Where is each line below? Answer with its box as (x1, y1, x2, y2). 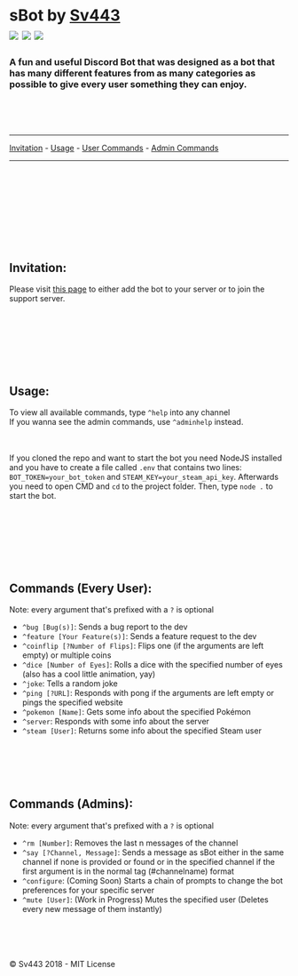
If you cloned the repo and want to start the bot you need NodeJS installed (9, 452, 282, 463)
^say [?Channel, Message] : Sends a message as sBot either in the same (21, 846, 285, 858)
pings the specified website (21, 697, 123, 708)
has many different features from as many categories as (9, 68, 256, 80)
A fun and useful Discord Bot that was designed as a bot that (9, 56, 275, 68)
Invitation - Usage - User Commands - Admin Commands (9, 143, 219, 154)
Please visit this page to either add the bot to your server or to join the (9, 284, 265, 294)
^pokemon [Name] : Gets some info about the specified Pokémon (21, 706, 251, 716)
